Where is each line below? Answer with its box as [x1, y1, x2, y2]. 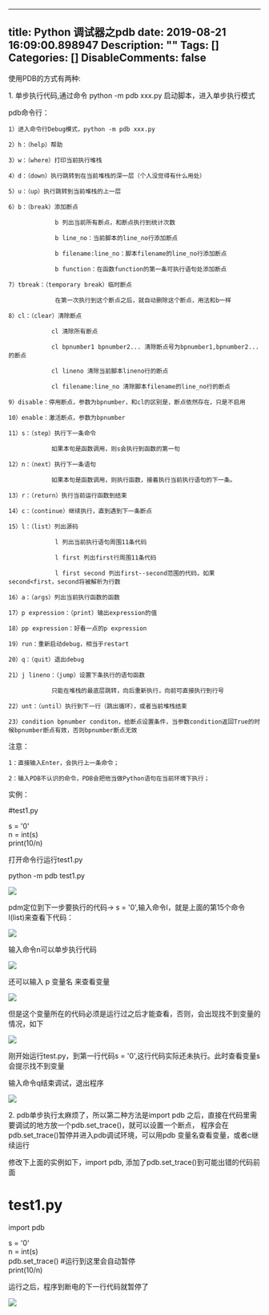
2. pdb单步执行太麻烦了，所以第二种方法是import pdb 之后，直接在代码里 [8, 1109, 251, 1120]
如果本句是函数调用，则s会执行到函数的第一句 [50, 445, 180, 453]
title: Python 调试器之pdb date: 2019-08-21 [8, 26, 227, 39]
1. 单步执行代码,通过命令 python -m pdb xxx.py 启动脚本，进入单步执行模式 [8, 90, 255, 100]
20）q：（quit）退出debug [8, 655, 85, 663]
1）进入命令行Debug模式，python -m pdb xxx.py [8, 125, 156, 133]
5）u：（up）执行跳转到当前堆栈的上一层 [8, 187, 122, 195]
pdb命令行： [8, 108, 50, 117]
